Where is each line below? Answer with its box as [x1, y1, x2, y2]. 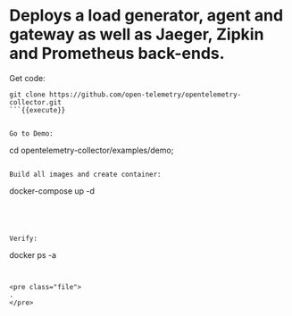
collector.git [9, 97, 63, 107]
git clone [9, 90, 46, 99]
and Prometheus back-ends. [9, 44, 225, 63]
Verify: [9, 234, 38, 243]
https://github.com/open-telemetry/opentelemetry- [48, 90, 242, 99]
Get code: [9, 72, 46, 83]
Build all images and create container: [9, 170, 163, 179]
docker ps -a [9, 249, 56, 260]
